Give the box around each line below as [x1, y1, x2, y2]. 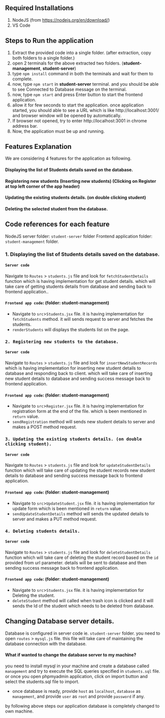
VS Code [12, 22, 31, 28]
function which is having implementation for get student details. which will [5, 278, 156, 284]
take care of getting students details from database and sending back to [5, 283, 152, 289]
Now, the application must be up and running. [12, 128, 105, 134]
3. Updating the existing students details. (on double [5, 436, 142, 442]
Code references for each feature [5, 220, 110, 229]
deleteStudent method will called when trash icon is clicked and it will [12, 597, 154, 603]
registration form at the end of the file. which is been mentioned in [12, 409, 147, 414]
